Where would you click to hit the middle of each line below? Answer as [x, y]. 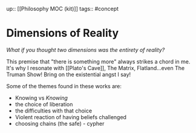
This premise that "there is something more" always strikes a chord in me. [98, 61]
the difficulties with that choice [54, 111]
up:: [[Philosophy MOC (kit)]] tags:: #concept [63, 9]
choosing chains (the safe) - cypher [60, 123]
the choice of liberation [44, 104]
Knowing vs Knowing [41, 98]
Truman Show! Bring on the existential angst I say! [69, 74]
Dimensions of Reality [63, 33]
